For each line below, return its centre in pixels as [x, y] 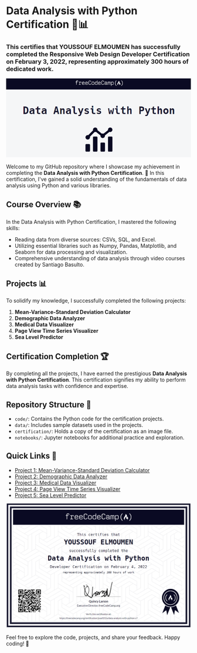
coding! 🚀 [18, 644]
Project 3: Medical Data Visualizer [55, 483]
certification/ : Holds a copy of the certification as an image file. [94, 432]
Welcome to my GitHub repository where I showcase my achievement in [93, 167]
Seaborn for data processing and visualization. [71, 252]
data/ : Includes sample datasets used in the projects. [79, 425]
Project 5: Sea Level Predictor [50, 495]
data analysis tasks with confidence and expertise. [67, 386]
